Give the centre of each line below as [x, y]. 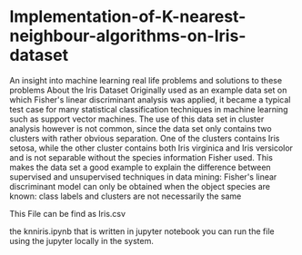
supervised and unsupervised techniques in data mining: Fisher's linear [143, 177]
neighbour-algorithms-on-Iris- [128, 36]
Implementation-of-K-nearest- [128, 17]
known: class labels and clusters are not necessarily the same [126, 196]
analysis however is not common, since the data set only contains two [141, 128]
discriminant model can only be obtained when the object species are [140, 186]
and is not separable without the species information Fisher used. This [141, 157]
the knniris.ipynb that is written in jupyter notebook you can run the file [142, 231]
